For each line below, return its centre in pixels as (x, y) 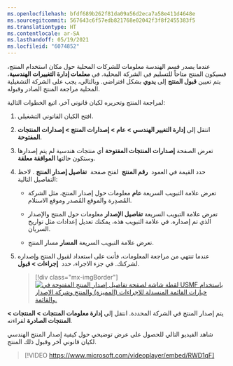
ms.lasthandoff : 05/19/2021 (48, 40)
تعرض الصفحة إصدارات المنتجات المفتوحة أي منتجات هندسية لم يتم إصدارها (115, 151)
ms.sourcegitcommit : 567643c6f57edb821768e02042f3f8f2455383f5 (101, 20)
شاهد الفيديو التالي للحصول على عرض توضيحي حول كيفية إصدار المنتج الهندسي (110, 334)
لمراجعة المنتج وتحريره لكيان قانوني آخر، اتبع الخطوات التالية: (86, 102)
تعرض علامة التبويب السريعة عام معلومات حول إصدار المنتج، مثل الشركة (122, 193)
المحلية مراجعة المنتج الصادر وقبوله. (54, 89)
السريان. (39, 229)
